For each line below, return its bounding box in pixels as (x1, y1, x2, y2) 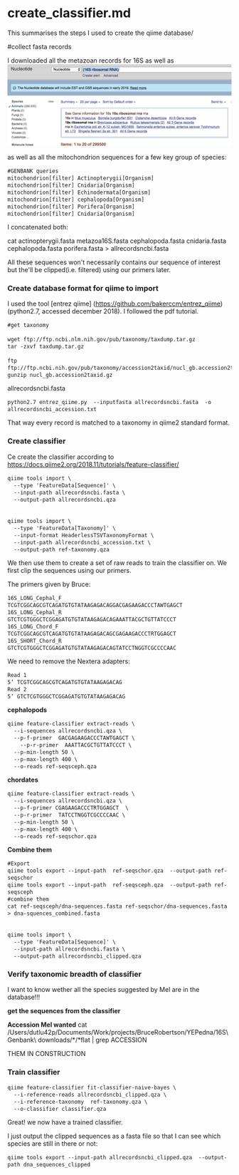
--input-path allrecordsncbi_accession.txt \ (14, 539, 152, 546)
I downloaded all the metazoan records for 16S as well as (7, 56, 174, 65)
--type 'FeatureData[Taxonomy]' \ (14, 524, 116, 532)
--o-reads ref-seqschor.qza (14, 832, 97, 840)
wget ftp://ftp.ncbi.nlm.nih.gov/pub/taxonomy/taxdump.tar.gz (7, 336, 196, 343)
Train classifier (7, 1067, 60, 1077)
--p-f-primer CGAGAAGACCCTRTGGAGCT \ (14, 804, 129, 812)
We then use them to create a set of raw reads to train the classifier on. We (7, 558, 228, 567)
